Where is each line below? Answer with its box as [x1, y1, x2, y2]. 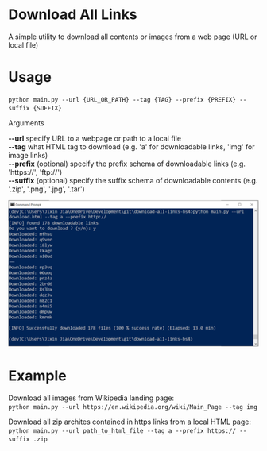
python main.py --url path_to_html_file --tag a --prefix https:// [8, 427, 237, 435]
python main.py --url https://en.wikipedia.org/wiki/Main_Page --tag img [8, 403, 258, 411]
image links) [8, 150, 48, 160]
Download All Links [8, 6, 137, 24]
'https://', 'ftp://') [8, 167, 63, 176]
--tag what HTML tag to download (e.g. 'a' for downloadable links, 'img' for [8, 141, 255, 152]
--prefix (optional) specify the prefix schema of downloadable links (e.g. [8, 159, 246, 168]
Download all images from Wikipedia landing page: [8, 393, 175, 403]
